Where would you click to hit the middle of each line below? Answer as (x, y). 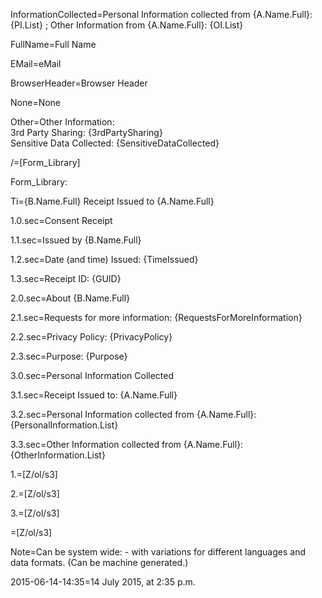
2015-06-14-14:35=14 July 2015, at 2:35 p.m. (103, 582)
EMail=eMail (36, 63)
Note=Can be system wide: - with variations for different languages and (158, 552)
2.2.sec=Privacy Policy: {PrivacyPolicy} (91, 337)
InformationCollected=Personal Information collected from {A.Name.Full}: (161, 14)
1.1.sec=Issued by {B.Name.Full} (76, 240)
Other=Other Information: (62, 122)
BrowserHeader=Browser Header (79, 83)
